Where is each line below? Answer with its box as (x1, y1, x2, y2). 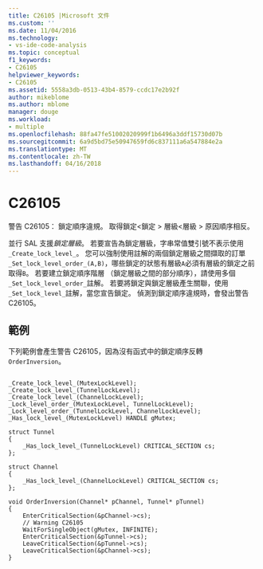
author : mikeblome (8, 93, 69, 101)
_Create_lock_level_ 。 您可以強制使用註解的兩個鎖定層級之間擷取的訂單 (8, 249, 245, 258)
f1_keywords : (8, 57, 52, 65)
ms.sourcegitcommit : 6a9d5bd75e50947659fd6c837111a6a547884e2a (8, 137, 223, 146)
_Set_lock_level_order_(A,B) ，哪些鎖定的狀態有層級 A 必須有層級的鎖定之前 (8, 258, 255, 268)
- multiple (8, 123, 45, 131)
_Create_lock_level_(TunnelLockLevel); (8, 386, 141, 394)
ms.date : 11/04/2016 (8, 26, 77, 34)
